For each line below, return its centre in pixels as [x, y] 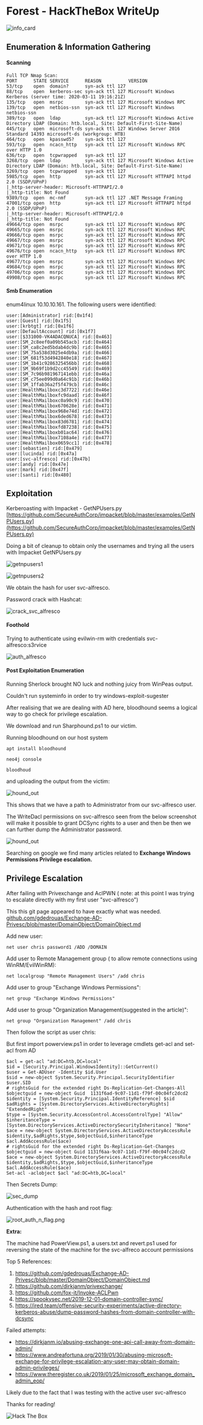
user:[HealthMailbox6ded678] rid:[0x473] [59, 416]
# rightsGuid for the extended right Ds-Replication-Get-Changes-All [96, 1088]
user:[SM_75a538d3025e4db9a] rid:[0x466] [59, 353]
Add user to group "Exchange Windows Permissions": [74, 987]
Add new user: [25, 936]
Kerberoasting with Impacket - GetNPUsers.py [64, 508]
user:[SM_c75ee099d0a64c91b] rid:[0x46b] [59, 379]
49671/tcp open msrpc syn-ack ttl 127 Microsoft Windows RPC [96, 245]
